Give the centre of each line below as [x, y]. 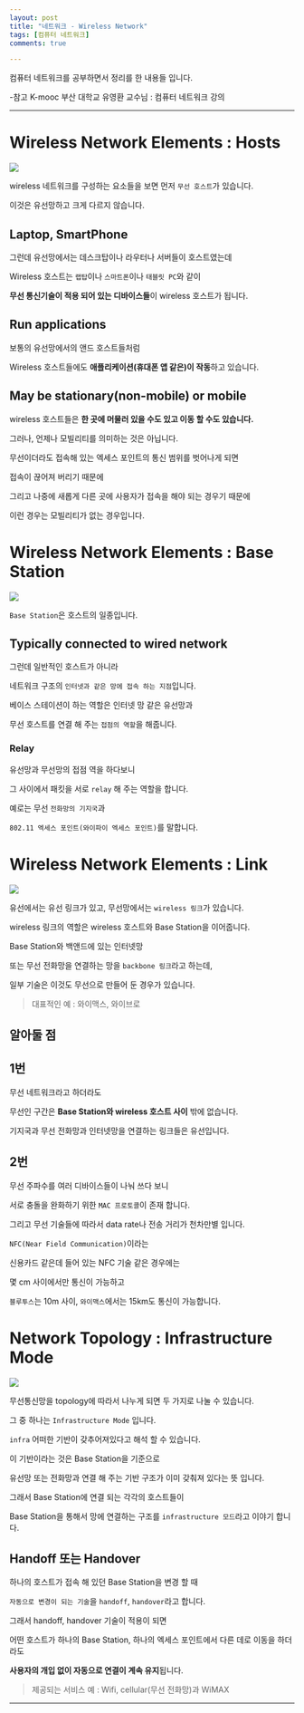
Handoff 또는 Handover [75, 1559]
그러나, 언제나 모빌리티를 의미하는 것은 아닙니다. [94, 438]
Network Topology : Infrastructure [141, 1338]
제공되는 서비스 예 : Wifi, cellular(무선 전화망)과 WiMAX [130, 1689]
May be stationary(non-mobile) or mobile [128, 396]
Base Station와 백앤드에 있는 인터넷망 [76, 946]
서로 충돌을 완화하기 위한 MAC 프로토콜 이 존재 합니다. [100, 1205]
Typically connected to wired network [119, 644]
